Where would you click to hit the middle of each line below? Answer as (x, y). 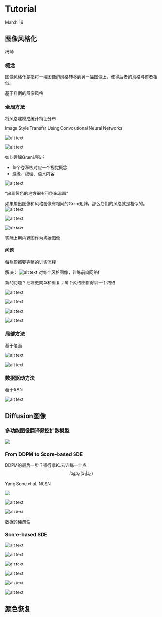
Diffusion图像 (26, 416)
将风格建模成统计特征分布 (30, 119)
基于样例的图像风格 (24, 93)
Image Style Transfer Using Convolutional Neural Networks (64, 128)
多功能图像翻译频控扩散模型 (37, 431)
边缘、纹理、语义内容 (33, 174)
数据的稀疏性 (18, 522)
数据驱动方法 (20, 378)
